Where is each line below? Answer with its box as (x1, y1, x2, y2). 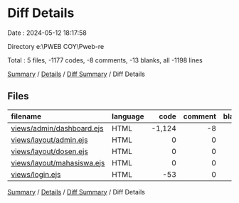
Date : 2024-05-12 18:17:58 (7, 28, 87, 37)
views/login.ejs (11, 169, 61, 179)
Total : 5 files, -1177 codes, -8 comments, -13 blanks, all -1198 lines (7, 55, 203, 65)
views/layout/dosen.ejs (11, 146, 89, 156)
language (111, 111, 144, 121)
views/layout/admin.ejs (11, 135, 88, 145)
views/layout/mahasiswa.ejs (11, 158, 105, 168)
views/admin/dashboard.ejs (11, 123, 104, 133)
